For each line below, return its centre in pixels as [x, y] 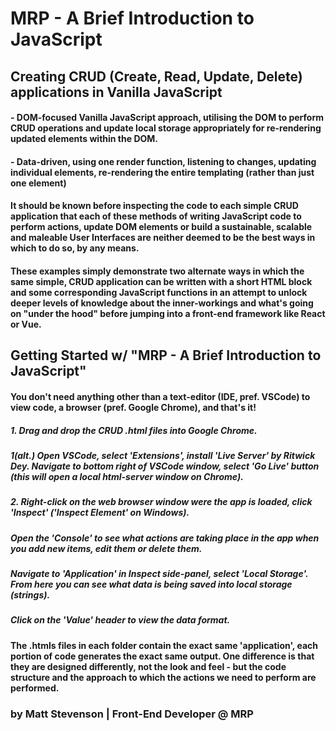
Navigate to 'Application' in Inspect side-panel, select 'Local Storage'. [159, 574]
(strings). [30, 595]
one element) [38, 183]
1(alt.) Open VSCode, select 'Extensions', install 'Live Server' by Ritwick [163, 455]
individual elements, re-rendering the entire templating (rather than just [162, 172]
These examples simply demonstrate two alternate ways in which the [157, 271]
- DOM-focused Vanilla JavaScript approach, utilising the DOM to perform [167, 118]
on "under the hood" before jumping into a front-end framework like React [168, 313]
